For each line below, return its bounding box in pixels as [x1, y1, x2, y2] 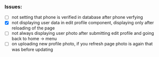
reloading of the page [11, 25, 55, 31]
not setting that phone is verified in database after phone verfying [11, 14, 143, 20]
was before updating [11, 46, 53, 52]
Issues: [4, 3, 22, 10]
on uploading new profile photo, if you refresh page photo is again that [11, 41, 153, 47]
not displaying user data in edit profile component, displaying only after [11, 20, 154, 26]
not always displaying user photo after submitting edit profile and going [11, 30, 154, 36]
